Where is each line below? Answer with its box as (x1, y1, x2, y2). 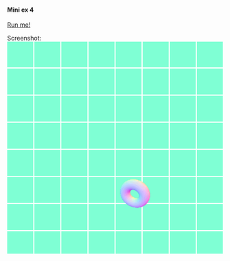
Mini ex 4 (7, 5, 34, 14)
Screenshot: (7, 34, 42, 43)
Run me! (7, 21, 31, 29)
